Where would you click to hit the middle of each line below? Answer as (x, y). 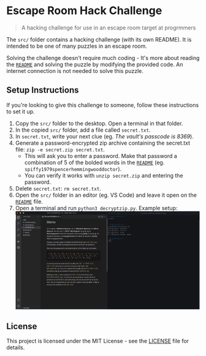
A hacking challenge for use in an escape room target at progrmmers (109, 28)
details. (16, 347)
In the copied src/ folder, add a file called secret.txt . (83, 130)
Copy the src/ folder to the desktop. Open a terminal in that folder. (99, 123)
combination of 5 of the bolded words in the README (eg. (94, 162)
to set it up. (21, 112)
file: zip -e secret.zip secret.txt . (60, 149)
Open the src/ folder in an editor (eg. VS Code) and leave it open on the (106, 195)
